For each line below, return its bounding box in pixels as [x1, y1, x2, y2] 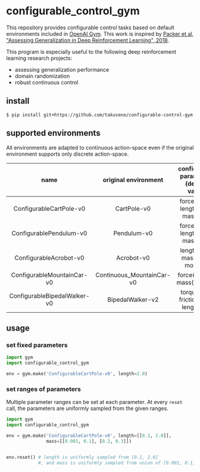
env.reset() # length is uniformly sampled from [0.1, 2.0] [6, 454, 159, 460]
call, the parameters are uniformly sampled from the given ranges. [6, 405, 168, 412]
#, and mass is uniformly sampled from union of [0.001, [37, 459, 183, 466]
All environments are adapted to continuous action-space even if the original [6, 144, 194, 151]
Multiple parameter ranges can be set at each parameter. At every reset [6, 399, 183, 406]
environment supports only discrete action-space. [6, 150, 129, 158]
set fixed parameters [6, 341, 68, 349]
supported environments [6, 128, 101, 138]
